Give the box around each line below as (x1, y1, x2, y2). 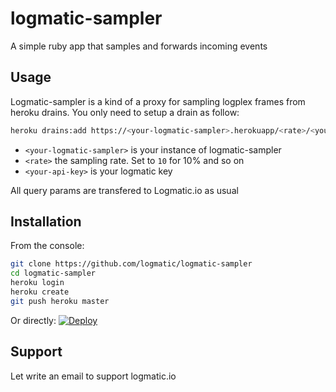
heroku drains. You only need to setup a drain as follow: (10, 106, 240, 118)
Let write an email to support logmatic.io (10, 370, 177, 382)
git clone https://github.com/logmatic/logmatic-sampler (10, 259, 253, 269)
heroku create (10, 287, 70, 297)
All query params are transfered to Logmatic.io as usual (10, 184, 239, 196)
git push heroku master (10, 296, 110, 306)
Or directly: (10, 314, 57, 326)
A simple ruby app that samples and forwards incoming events (10, 40, 268, 52)
